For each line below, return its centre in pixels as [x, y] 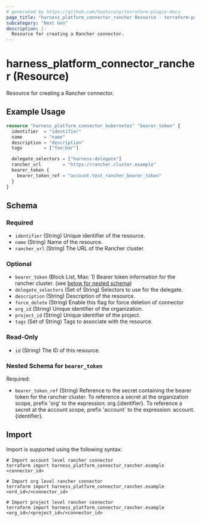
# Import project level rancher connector [60, 502]
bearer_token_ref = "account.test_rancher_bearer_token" [89, 175]
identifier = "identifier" [47, 131]
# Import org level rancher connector [54, 481]
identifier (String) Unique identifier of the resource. [80, 236]
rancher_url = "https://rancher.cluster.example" [84, 165]
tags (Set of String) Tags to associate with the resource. [84, 322]
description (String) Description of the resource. [75, 296]
